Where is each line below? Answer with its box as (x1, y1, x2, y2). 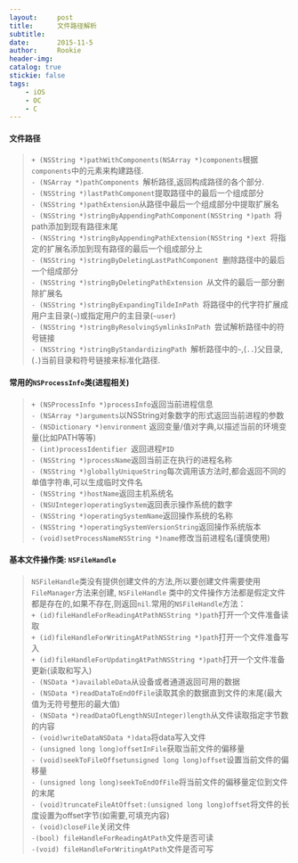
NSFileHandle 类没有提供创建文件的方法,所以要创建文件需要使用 (30, 576, 261, 587)
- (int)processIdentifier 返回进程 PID (30, 443, 175, 454)
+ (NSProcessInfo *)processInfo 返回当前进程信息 (30, 399, 213, 409)
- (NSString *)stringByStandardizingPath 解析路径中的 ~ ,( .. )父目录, (30, 344, 283, 355)
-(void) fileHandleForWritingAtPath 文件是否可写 (30, 843, 214, 854)
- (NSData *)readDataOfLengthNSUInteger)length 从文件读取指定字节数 (30, 710, 289, 720)
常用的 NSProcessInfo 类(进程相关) (9, 377, 130, 388)
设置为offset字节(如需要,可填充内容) (38, 810, 171, 820)
